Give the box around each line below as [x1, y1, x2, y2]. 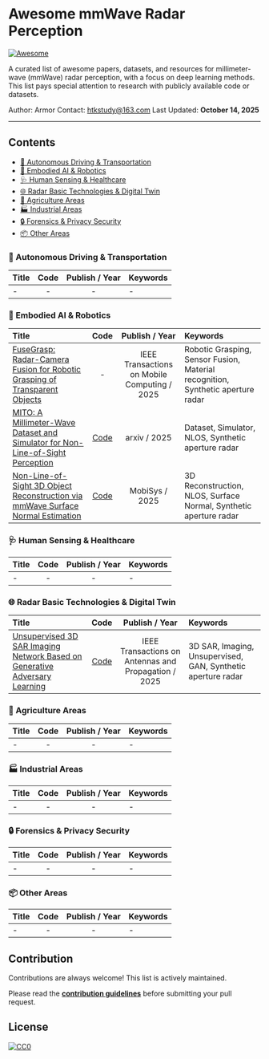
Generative [12, 660, 54, 672]
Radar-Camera [12, 354, 70, 365]
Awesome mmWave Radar [8, 5, 186, 23]
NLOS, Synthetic [183, 432, 247, 444]
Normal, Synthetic [183, 501, 252, 512]
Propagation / [124, 665, 176, 676]
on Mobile [129, 369, 168, 380]
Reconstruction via [12, 490, 83, 501]
